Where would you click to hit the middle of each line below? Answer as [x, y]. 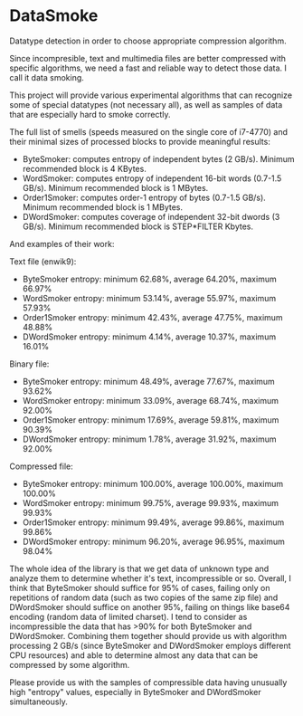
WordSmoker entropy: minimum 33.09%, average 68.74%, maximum [150, 400]
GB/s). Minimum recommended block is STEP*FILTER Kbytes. [137, 226]
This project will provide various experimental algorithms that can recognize [151, 95]
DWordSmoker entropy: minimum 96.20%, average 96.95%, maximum [153, 541]
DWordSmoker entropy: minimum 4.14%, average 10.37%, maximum [149, 337]
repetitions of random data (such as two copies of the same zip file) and [144, 597]
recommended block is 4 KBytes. [84, 168]
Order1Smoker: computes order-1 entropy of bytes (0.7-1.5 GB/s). [144, 197]
